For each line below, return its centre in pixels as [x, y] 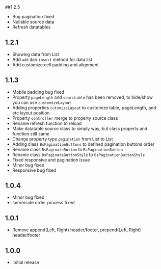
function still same [31, 134]
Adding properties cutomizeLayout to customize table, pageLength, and [84, 108]
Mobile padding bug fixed [38, 92]
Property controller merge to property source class [65, 118]
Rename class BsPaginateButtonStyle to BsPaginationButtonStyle [78, 155]
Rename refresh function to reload [47, 123]
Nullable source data [33, 22]
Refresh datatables [31, 27]
